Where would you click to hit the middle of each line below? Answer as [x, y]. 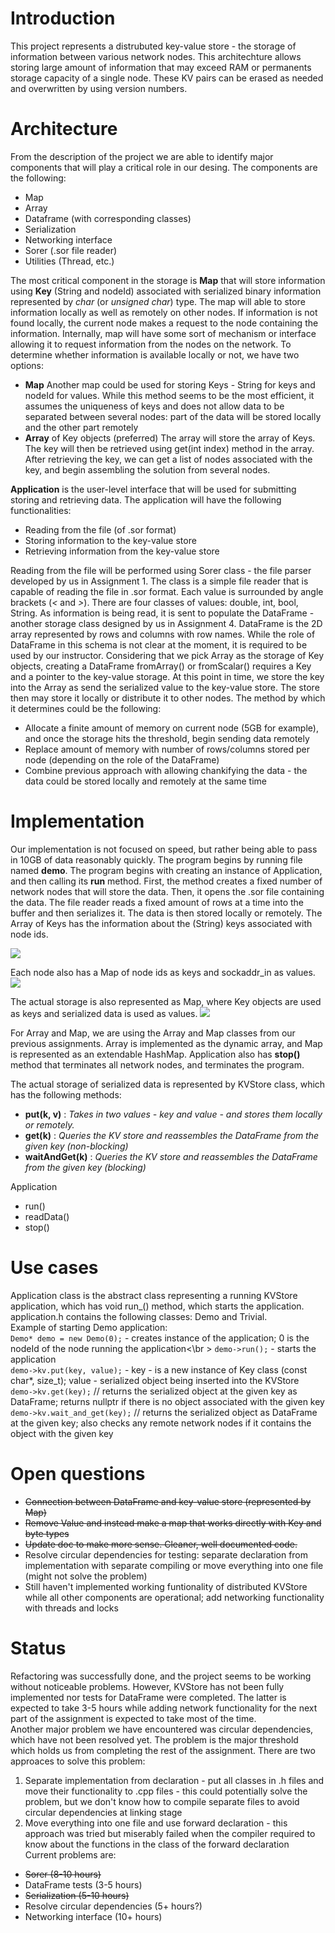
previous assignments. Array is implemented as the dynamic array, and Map [166, 1043]
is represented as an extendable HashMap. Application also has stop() [155, 1054]
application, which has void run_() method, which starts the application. [157, 1306]
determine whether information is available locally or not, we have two [155, 354]
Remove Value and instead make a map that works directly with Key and [173, 1523]
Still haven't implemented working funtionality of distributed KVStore [166, 1586]
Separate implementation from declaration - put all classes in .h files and [174, 1780]
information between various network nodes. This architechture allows [156, 56]
